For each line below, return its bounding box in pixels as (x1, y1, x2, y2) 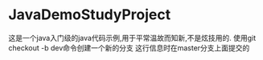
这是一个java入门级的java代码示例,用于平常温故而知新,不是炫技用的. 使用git (8, 33, 257, 42)
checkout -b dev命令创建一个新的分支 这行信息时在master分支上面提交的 (8, 42, 250, 53)
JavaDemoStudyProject (8, 6, 171, 24)
